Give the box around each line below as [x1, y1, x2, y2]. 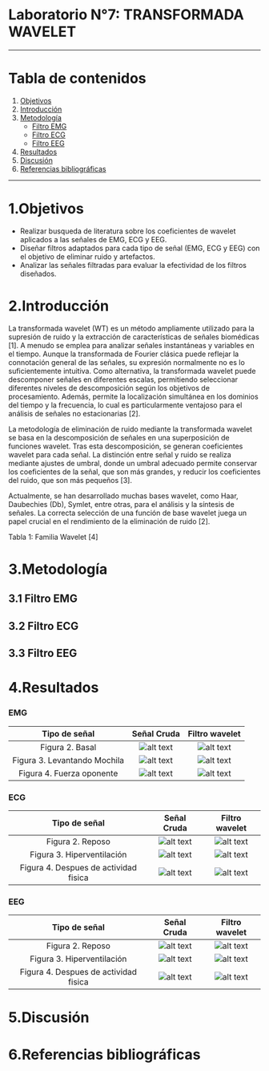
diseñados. [19, 269, 57, 278]
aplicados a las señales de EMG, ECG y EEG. [19, 234, 167, 244]
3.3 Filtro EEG [8, 647, 78, 660]
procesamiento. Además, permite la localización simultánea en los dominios [8, 391, 259, 401]
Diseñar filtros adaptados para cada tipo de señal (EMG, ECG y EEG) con [19, 243, 260, 253]
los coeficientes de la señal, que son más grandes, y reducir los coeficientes [8, 467, 261, 477]
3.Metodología [8, 560, 108, 578]
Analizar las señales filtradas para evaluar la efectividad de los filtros [19, 260, 247, 270]
